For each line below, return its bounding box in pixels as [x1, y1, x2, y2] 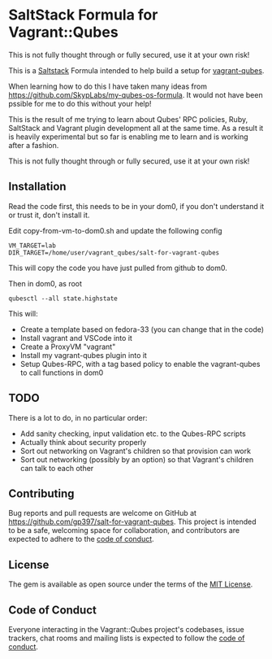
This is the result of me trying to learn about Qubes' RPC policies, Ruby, [8, 114, 248, 124]
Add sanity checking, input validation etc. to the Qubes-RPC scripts [19, 429, 246, 439]
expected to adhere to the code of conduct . [8, 535, 154, 544]
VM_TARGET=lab [8, 242, 57, 250]
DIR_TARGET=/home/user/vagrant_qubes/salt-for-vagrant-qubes [8, 248, 220, 257]
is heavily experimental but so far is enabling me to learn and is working [8, 132, 249, 142]
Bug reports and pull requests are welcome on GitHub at [8, 508, 197, 518]
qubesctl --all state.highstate [8, 295, 118, 303]
